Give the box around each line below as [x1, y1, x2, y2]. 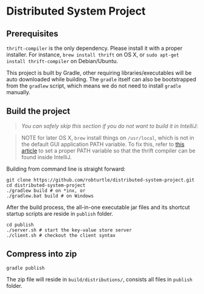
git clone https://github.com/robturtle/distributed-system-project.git [6, 177, 195, 183]
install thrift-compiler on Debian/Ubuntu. [6, 58, 119, 64]
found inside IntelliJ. [21, 153, 72, 160]
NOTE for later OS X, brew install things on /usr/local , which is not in [21, 134, 194, 141]
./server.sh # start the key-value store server [6, 227, 132, 233]
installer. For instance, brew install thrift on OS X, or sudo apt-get [6, 51, 180, 58]
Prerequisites [6, 29, 58, 39]
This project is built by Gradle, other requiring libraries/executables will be [6, 69, 192, 77]
